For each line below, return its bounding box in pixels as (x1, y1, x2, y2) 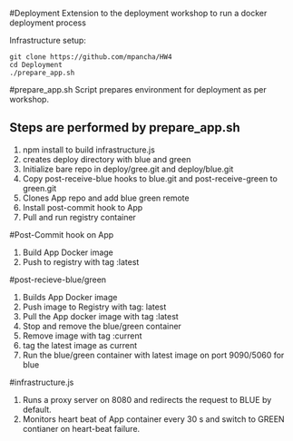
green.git (22, 182, 57, 193)
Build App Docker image (22, 247, 113, 258)
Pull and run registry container (22, 211, 136, 222)
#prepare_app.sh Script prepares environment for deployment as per (9, 84, 268, 94)
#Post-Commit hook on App (9, 229, 114, 240)
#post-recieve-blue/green (9, 274, 107, 285)
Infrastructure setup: (9, 35, 86, 45)
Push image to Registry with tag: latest (22, 301, 167, 312)
